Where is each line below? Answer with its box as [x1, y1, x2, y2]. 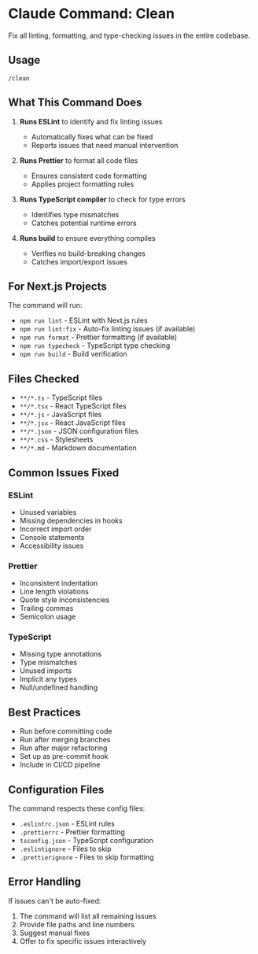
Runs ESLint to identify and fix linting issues [19, 116, 163, 126]
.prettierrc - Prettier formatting [19, 827, 126, 837]
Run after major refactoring [19, 743, 108, 752]
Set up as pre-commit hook [19, 752, 109, 761]
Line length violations [19, 587, 89, 597]
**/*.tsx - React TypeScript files [19, 401, 127, 411]
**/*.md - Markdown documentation [19, 443, 138, 453]
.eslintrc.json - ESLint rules [19, 819, 116, 829]
